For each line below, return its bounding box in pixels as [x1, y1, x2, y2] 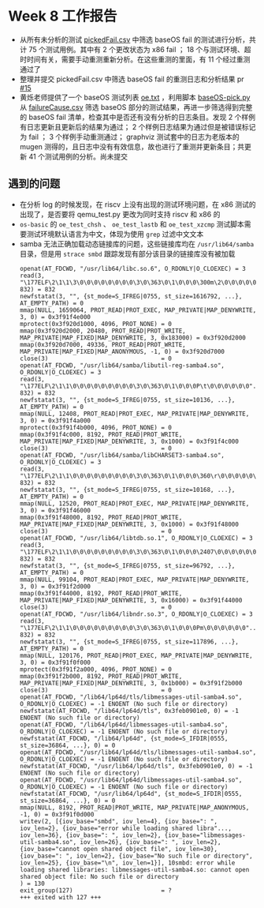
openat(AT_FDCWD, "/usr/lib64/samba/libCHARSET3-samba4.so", [19, 451, 225, 459]
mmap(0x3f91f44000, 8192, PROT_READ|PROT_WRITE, [19, 589, 183, 597]
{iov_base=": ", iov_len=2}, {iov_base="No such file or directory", [19, 852, 254, 860]
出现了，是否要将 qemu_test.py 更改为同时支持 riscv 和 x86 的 [19, 209, 221, 219]
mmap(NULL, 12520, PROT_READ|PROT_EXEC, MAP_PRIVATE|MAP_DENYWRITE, [19, 499, 250, 508]
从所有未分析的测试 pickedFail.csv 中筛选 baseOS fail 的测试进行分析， [19, 35, 250, 44]
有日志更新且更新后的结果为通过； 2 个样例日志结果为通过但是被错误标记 [19, 122, 256, 131]
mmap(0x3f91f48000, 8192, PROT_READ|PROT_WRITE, [19, 513, 183, 521]
